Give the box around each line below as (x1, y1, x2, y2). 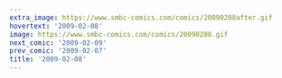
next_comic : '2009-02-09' (9, 38, 107, 48)
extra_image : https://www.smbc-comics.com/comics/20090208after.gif (9, 13, 273, 22)
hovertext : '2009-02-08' (9, 22, 103, 30)
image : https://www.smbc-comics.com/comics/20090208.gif (9, 30, 229, 39)
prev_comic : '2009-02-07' (9, 47, 107, 56)
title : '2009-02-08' (9, 55, 88, 64)
